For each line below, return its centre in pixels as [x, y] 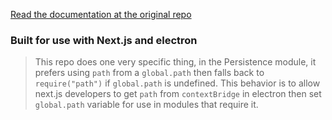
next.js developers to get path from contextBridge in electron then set [178, 94]
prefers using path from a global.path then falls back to [149, 73]
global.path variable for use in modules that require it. [146, 105]
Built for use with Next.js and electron [104, 40]
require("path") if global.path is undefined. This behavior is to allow [177, 83]
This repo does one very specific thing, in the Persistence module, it [175, 62]
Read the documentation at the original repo [101, 14]
